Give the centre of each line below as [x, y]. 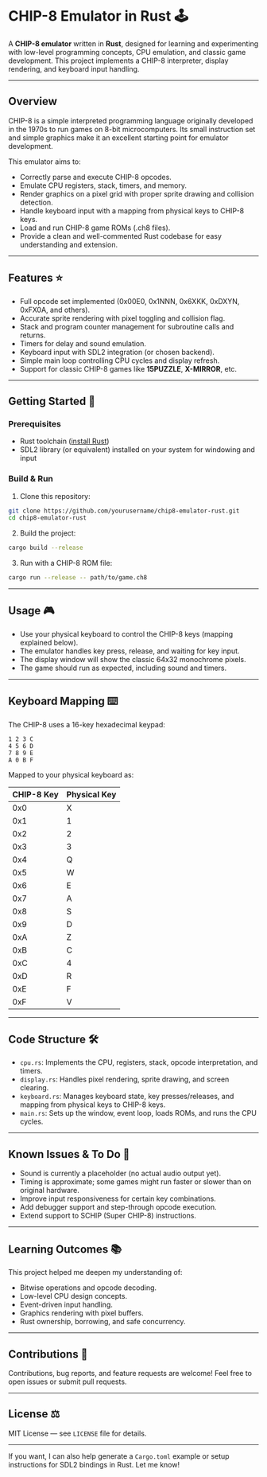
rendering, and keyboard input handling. [74, 68]
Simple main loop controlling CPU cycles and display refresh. [120, 360]
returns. [33, 335]
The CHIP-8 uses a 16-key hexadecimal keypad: [87, 724]
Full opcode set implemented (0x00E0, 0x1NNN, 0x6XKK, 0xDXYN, [130, 301]
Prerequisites [35, 423]
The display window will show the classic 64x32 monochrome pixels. [133, 659]
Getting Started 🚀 [52, 401]
